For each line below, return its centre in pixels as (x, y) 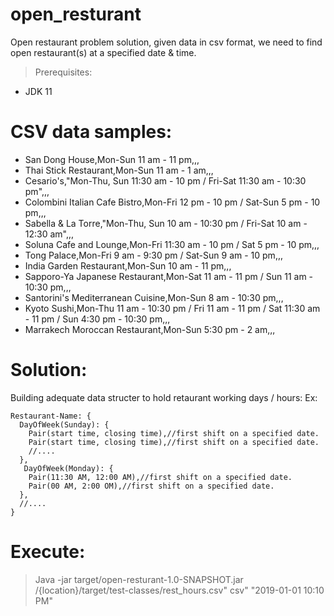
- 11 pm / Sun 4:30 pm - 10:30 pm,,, (97, 319)
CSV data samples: (91, 132)
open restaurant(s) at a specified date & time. (103, 52)
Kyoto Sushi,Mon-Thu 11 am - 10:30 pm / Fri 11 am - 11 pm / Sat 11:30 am (172, 308)
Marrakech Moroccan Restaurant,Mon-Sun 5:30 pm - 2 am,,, (150, 329)
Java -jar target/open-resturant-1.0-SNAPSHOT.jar (139, 579)
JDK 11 (38, 91)
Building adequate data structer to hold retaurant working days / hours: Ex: (164, 397)
